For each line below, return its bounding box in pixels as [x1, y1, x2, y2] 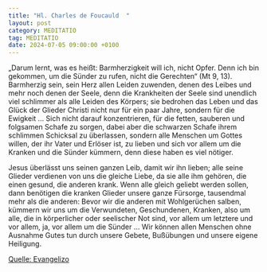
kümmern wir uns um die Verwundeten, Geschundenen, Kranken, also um [8, 205, 251, 215]
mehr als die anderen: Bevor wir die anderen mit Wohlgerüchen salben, [8, 196, 241, 207]
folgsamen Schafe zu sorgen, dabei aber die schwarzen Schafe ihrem [8, 122, 238, 132]
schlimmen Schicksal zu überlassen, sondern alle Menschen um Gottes [8, 130, 243, 140]
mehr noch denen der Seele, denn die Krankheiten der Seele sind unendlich [8, 88, 257, 98]
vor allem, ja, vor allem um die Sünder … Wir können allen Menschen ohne [8, 222, 253, 231]
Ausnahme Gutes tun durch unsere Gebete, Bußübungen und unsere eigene [8, 231, 258, 240]
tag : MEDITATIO [8, 33, 59, 42]
